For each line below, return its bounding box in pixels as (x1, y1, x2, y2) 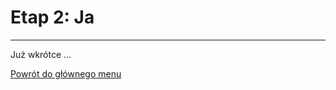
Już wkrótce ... (10, 48, 72, 60)
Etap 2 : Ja (10, 6, 95, 29)
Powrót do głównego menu (10, 67, 122, 80)
